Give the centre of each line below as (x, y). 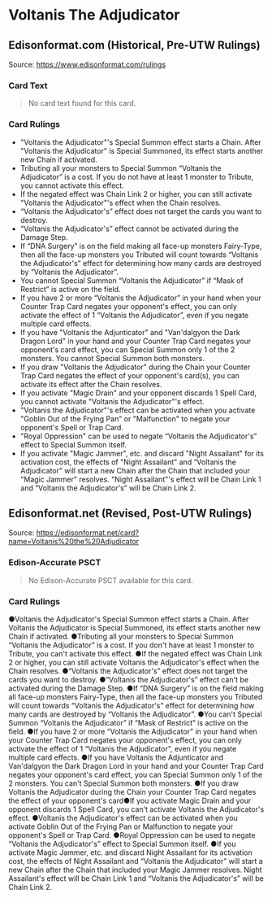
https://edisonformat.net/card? (88, 533)
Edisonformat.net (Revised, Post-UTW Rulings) (130, 513)
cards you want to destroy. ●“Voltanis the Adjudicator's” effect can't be (129, 680)
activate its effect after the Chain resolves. (91, 384)
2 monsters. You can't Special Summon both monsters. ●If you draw (124, 783)
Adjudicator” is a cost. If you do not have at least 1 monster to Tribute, (137, 177)
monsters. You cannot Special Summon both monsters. (112, 358)
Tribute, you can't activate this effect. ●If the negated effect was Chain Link (136, 654)
